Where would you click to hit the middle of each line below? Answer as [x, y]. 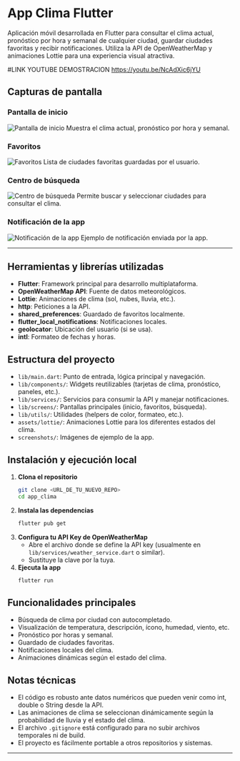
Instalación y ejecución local [72, 459]
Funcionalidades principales [72, 602]
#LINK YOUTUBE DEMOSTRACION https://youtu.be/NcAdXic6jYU [104, 69]
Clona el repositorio [47, 477]
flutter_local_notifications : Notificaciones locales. [92, 322]
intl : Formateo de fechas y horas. [66, 337]
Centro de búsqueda [44, 180]
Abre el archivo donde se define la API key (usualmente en [115, 545]
